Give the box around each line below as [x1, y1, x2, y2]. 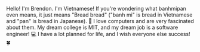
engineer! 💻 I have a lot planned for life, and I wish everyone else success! [6, 31, 191, 37]
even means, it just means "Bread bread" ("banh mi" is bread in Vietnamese [6, 11, 193, 18]
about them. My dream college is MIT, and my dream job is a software [6, 24, 179, 31]
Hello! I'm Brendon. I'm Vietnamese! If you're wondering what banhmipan [6, 5, 187, 12]
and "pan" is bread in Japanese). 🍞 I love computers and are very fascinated [6, 18, 194, 24]
